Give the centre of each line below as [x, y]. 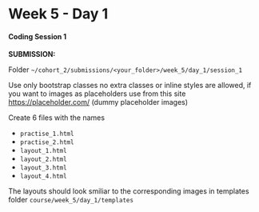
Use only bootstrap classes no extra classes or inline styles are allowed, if [130, 86]
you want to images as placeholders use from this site [97, 94]
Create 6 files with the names [57, 118]
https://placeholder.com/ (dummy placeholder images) [98, 102]
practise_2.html [47, 142]
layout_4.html [43, 177]
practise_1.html [47, 134]
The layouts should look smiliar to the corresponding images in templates [129, 191]
